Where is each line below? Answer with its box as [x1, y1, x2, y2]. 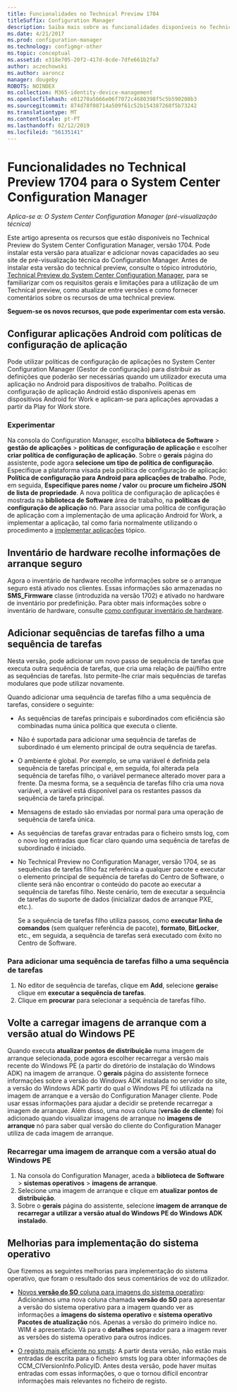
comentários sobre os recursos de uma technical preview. [7, 294, 176, 302]
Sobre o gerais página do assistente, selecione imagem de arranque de [17, 1201, 228, 1210]
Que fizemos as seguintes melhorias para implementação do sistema [7, 1267, 208, 1275]
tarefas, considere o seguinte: [7, 701, 95, 709]
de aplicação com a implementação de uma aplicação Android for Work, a [7, 511, 223, 520]
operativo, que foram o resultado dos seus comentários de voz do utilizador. [7, 1274, 229, 1283]
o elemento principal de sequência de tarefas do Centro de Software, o [17, 873, 224, 881]
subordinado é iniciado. [17, 844, 86, 852]
